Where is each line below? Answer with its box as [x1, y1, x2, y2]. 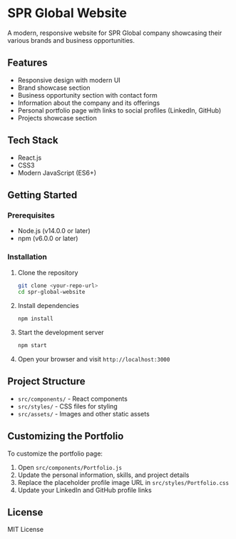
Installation [7, 252, 48, 262]
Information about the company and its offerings [17, 98, 160, 107]
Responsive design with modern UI [17, 76, 121, 84]
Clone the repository [17, 268, 78, 277]
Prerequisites [7, 210, 55, 220]
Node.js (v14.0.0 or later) [17, 227, 91, 235]
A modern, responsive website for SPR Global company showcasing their [7, 29, 222, 37]
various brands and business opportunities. [7, 36, 135, 44]
